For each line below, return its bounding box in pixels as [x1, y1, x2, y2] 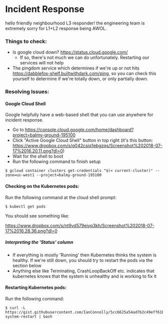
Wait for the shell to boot [12, 153, 63, 159]
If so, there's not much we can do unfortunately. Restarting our [19, 54, 149, 60]
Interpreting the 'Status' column [5, 239, 73, 245]
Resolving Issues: [5, 88, 49, 95]
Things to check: [5, 37, 47, 44]
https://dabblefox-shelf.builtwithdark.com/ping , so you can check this [12, 70, 156, 76]
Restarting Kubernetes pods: [5, 284, 66, 290]
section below [12, 262, 41, 268]
